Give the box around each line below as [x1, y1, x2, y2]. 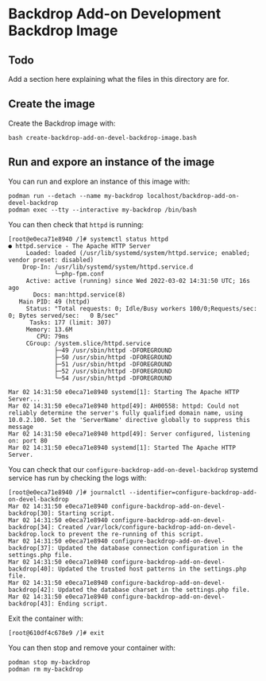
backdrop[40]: [8, 565, 56, 573]
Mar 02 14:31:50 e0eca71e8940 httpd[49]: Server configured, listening [8, 430, 250, 438]
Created [58, 523, 83, 531]
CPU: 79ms [37, 332, 69, 340]
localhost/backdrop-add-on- [146, 192, 240, 199]
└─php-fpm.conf [54, 269, 105, 278]
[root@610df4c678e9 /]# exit [8, 629, 105, 637]
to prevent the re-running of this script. [58, 530, 204, 538]
